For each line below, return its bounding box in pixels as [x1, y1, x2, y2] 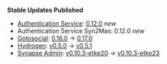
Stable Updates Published [7, 6, 84, 14]
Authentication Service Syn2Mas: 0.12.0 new [17, 27, 145, 35]
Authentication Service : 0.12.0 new [17, 19, 116, 27]
